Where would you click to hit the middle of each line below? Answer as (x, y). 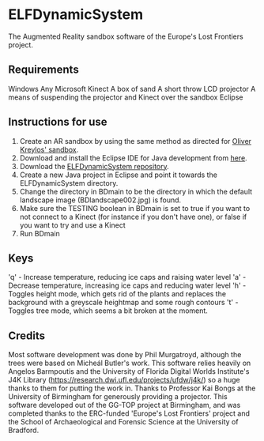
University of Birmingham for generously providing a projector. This (118, 397)
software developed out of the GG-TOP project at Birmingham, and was (124, 405)
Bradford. (24, 430)
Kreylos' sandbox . (49, 149)
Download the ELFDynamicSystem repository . (94, 166)
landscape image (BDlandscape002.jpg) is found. (100, 200)
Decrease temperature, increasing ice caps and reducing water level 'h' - (127, 285)
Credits (27, 335)
